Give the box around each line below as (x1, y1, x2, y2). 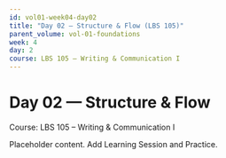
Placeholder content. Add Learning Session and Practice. (9, 138, 219, 149)
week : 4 (9, 37, 38, 47)
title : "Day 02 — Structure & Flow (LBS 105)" (9, 21, 184, 30)
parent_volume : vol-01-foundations (9, 29, 141, 38)
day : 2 (9, 46, 34, 55)
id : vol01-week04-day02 (9, 12, 97, 22)
